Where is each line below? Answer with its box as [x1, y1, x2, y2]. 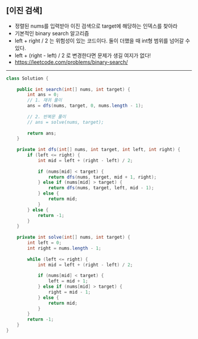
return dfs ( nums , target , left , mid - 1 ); [48, 185, 154, 191]
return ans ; [27, 130, 57, 136]
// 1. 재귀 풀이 [27, 97, 62, 103]
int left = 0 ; [27, 240, 62, 246]
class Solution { [6, 75, 49, 81]
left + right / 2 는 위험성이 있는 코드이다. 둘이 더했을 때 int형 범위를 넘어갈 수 [14, 37, 190, 44]
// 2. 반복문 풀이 [27, 114, 67, 120]
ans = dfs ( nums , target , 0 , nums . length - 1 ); [27, 103, 144, 109]
